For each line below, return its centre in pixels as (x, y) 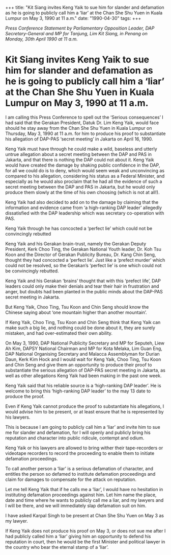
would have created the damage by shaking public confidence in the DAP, (83, 165)
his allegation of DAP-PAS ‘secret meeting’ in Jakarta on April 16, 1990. (79, 139)
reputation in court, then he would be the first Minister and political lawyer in (85, 542)
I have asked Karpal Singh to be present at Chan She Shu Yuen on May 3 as (85, 515)
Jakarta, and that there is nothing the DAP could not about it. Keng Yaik (80, 159)
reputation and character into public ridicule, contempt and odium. (75, 438)
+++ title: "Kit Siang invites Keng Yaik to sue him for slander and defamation (85, 7)
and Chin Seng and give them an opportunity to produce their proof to (79, 364)
